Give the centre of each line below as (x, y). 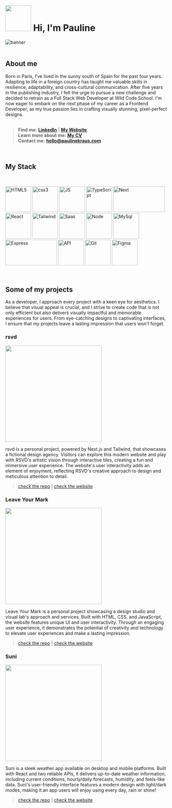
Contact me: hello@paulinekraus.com (59, 141)
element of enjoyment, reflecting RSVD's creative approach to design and (83, 471)
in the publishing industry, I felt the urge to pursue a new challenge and (81, 92)
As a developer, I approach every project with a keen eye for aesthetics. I (83, 302)
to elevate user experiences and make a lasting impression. (68, 633)
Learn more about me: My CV (50, 135)
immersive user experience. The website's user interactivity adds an (78, 465)
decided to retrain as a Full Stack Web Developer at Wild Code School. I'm (84, 98)
